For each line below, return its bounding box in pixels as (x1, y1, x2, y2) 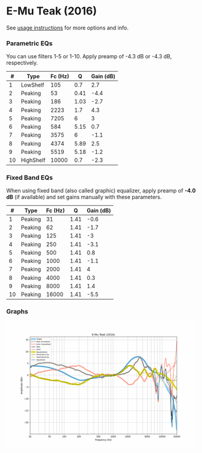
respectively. (6, 59, 38, 67)
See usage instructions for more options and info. (6, 24, 129, 31)
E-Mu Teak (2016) (6, 4, 97, 18)
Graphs (6, 307, 28, 316)
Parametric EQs (6, 39, 53, 48)
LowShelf (20, 81, 44, 88)
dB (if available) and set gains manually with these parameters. (6, 194, 162, 201)
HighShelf (20, 156, 46, 164)
